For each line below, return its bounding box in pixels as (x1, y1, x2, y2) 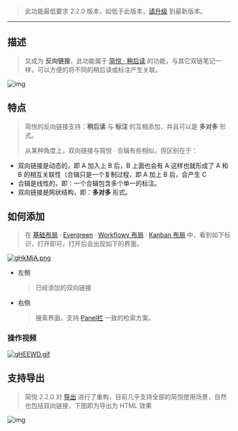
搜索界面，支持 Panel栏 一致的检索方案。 (35, 314, 155, 322)
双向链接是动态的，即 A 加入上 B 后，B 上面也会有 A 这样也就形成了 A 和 (17, 161, 229, 170)
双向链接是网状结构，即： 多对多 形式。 (17, 187, 132, 196)
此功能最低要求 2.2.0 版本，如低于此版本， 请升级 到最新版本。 (24, 7, 207, 15)
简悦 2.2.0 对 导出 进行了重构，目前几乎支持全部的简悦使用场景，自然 (24, 392, 227, 400)
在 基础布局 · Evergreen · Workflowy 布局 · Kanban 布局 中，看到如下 (24, 231, 225, 239)
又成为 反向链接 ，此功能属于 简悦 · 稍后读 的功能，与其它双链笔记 (24, 56, 216, 65)
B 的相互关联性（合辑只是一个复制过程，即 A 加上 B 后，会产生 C (17, 170, 207, 178)
